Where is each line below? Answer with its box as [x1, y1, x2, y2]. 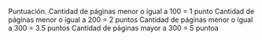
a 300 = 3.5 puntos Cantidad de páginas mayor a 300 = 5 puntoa [8, 24, 219, 32]
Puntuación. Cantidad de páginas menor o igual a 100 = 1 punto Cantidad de [8, 7, 255, 16]
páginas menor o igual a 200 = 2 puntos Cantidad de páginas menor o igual [8, 15, 253, 24]
